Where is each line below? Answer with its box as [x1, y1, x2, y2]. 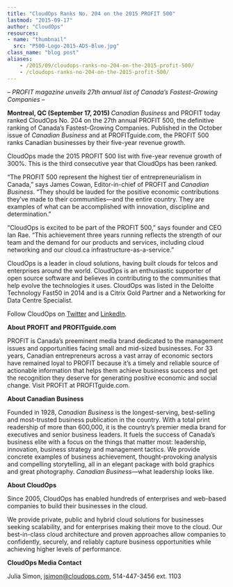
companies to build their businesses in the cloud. [7, 501, 148, 510]
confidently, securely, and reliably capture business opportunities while [7, 538, 211, 546]
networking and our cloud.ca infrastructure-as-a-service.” [7, 245, 175, 254]
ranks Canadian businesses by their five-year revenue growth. [7, 138, 186, 146]
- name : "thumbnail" [7, 36, 67, 43]
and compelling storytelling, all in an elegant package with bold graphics [7, 459, 215, 468]
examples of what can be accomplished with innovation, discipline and [7, 202, 210, 211]
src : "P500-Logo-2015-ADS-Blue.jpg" [13, 43, 120, 49]
